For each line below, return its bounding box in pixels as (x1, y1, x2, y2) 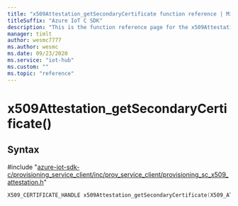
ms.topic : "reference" (7, 70, 74, 77)
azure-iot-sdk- (37, 163, 80, 171)
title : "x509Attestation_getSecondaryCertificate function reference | (7, 10, 223, 18)
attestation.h (7, 178, 44, 186)
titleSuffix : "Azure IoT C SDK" (7, 17, 103, 24)
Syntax (7, 143, 40, 156)
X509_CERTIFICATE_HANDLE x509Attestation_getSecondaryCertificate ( (7, 191, 211, 199)
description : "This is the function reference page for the (7, 23, 189, 31)
